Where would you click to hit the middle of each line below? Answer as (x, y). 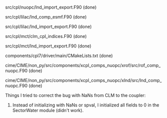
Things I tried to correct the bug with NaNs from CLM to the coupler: (76, 95)
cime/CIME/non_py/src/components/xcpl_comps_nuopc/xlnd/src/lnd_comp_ (83, 80)
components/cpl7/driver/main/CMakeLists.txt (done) (59, 55)
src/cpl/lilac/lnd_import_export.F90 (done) (49, 26)
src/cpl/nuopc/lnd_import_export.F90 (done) (51, 7)
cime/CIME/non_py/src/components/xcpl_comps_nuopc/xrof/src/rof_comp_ (83, 65)
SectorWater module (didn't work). (48, 110)
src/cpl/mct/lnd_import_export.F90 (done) (48, 46)
